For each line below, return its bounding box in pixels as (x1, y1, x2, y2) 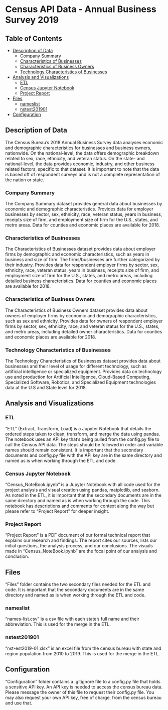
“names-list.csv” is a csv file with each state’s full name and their (5, 616, 139, 622)
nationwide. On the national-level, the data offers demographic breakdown (5, 150, 159, 156)
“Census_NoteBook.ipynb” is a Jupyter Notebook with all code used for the (5, 481, 160, 488)
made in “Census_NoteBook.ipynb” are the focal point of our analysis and (5, 548, 157, 554)
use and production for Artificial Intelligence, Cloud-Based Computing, (5, 374, 151, 380)
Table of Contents (5, 34, 63, 43)
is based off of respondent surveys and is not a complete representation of (5, 171, 160, 177)
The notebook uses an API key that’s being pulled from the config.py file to (5, 436, 159, 442)
